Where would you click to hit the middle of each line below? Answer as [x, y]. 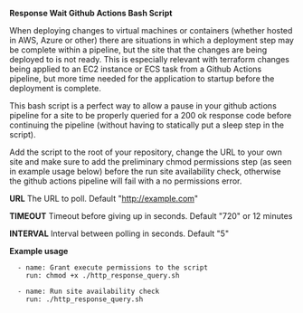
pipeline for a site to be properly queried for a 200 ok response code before [151, 115]
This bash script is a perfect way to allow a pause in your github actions [143, 106]
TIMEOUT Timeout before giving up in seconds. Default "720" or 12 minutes [151, 216]
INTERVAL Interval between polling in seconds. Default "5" [119, 233]
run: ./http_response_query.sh [85, 299]
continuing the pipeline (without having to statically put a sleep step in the [147, 125]
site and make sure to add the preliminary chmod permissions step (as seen [151, 161]
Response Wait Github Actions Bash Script [91, 13]
